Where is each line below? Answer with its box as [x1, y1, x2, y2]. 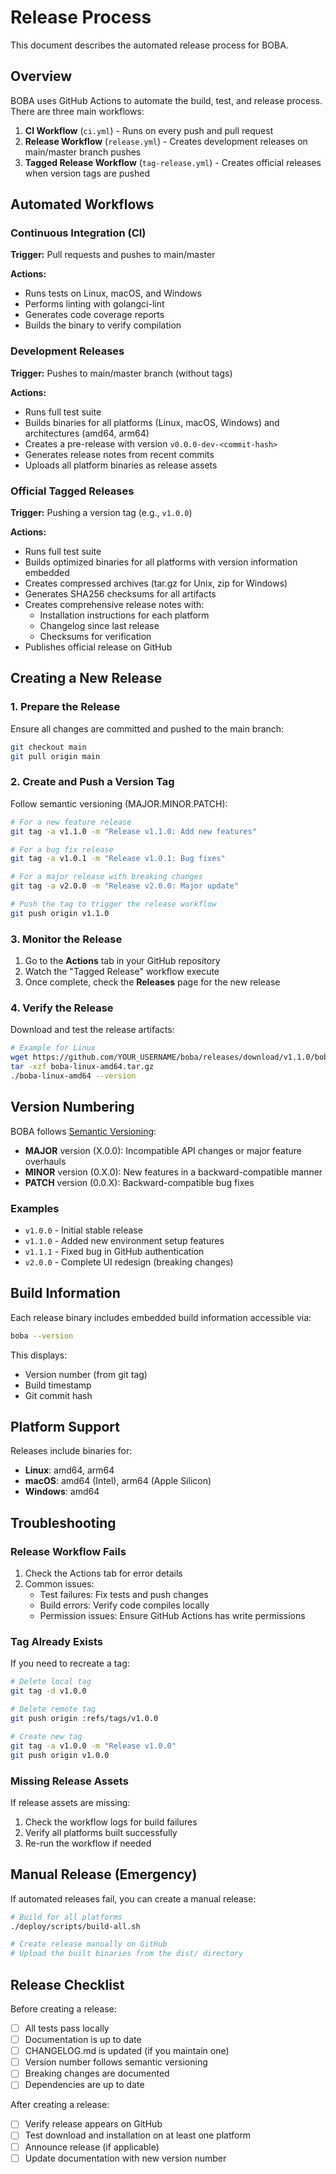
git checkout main [10, 742, 87, 752]
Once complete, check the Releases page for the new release [24, 976, 281, 988]
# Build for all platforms [10, 1912, 123, 1922]
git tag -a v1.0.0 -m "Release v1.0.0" [10, 1741, 177, 1751]
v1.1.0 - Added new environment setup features [24, 1234, 225, 1246]
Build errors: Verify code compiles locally [39, 1599, 210, 1611]
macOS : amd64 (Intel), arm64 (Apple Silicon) [24, 1475, 212, 1487]
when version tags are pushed [24, 167, 150, 179]
